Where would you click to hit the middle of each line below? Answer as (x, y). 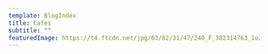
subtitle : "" (30, 30)
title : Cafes (30, 23)
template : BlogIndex (43, 15)
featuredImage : (33, 38)
